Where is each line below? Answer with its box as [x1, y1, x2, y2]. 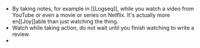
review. [12, 31, 30, 38]
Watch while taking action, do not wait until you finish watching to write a [12, 24, 195, 31]
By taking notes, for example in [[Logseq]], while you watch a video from [12, 5, 194, 12]
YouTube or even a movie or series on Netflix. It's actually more [12, 11, 170, 19]
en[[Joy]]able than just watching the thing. [12, 18, 119, 25]
